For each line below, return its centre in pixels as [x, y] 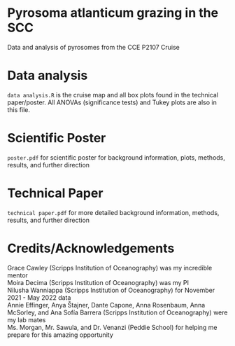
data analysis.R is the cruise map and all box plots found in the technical [113, 95]
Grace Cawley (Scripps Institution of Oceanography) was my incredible [110, 268]
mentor [17, 275]
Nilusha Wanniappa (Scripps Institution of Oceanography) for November [111, 290]
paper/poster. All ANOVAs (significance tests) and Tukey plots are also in [112, 102]
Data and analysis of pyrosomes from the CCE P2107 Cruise [94, 47]
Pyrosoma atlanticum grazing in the [113, 13]
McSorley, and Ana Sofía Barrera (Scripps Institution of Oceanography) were [117, 312]
